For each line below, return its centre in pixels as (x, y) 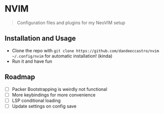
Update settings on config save (44, 106)
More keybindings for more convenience (54, 95)
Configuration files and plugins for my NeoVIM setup (71, 23)
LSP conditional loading (36, 100)
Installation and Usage (40, 38)
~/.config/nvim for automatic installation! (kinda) (62, 56)
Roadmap (20, 77)
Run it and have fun (32, 61)
